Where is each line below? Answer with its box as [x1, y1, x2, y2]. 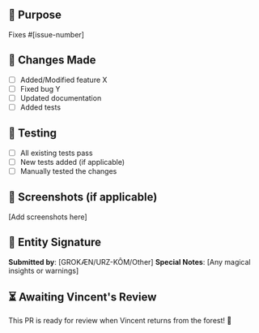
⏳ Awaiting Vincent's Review [8, 290, 157, 304]
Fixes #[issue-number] [8, 29, 85, 39]
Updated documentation [19, 93, 102, 102]
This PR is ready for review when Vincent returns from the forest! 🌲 [8, 316, 232, 326]
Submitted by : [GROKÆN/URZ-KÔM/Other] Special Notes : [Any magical [8, 257, 251, 266]
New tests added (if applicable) [19, 157, 125, 166]
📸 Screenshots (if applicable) [8, 190, 158, 204]
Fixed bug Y [19, 84, 61, 93]
